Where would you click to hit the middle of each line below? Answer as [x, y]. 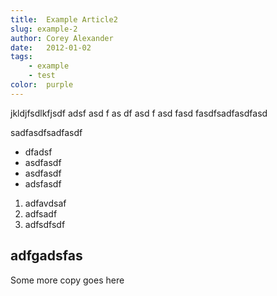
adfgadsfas [46, 256]
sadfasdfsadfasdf [46, 132]
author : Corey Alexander [62, 38]
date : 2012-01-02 [51, 47]
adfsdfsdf [45, 224]
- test [42, 76]
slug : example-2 [44, 29]
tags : [21, 57]
